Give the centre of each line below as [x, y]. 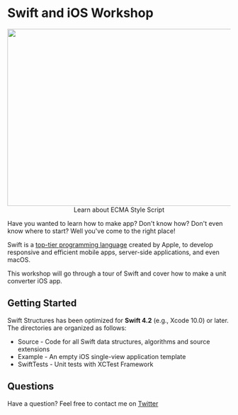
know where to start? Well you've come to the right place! [91, 231]
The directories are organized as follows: [67, 328]
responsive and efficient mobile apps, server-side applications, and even [113, 252]
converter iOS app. [35, 280]
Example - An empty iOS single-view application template [102, 356]
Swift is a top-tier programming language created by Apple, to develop [110, 244]
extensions [34, 349]
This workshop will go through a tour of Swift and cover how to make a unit [117, 273]
